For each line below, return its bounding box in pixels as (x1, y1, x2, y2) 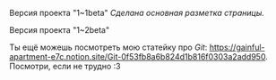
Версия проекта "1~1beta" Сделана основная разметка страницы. (9, 8, 264, 18)
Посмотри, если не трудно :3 (9, 61, 121, 71)
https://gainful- (209, 42, 266, 52)
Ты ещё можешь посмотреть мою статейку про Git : (9, 42, 208, 52)
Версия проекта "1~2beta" (9, 25, 110, 35)
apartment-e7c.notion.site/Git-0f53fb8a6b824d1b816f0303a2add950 (9, 52, 266, 61)
